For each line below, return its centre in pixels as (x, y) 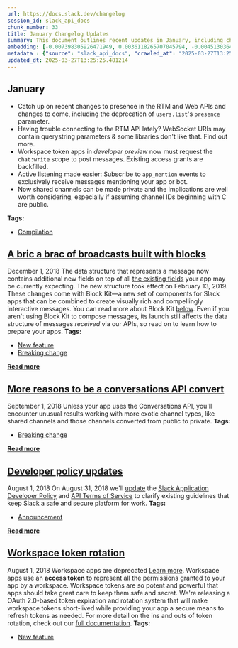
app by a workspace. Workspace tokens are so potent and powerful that (113, 585)
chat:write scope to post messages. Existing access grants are (110, 159)
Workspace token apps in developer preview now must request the (115, 151)
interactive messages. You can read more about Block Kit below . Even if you (118, 309)
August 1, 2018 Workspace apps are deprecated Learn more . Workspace (113, 570)
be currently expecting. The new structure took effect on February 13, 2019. (118, 286)
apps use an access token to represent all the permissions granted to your (116, 578)
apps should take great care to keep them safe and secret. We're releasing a (119, 593)
